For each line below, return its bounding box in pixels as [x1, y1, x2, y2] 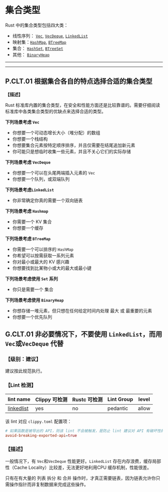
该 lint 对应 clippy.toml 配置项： [5, 418, 72, 424]
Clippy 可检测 [35, 396, 67, 403]
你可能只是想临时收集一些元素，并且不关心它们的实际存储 [12, 148, 131, 154]
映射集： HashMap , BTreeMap [12, 39, 66, 45]
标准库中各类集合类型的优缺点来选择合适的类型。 [5, 108, 106, 114]
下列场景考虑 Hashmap [5, 208, 48, 214]
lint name [7, 396, 31, 403]
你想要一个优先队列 [12, 314, 52, 320]
